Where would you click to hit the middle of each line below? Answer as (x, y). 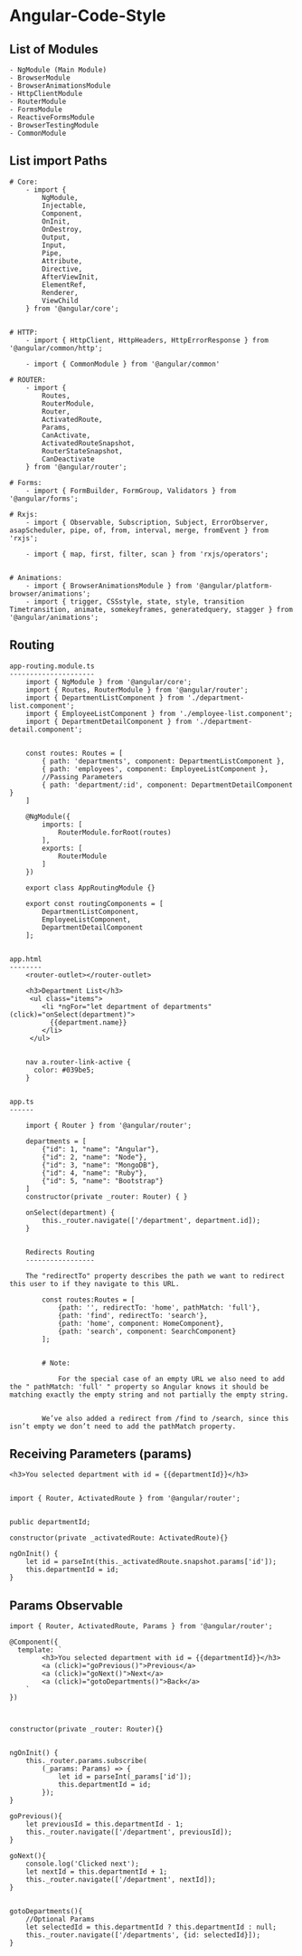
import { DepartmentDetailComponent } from (109, 721)
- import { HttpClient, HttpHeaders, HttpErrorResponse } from (147, 340)
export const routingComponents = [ (95, 903)
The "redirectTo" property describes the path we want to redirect (155, 1276)
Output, (56, 237)
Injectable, (65, 205)
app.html (26, 959)
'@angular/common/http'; (56, 348)
